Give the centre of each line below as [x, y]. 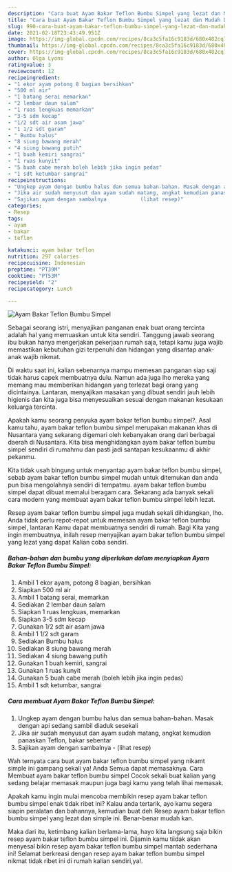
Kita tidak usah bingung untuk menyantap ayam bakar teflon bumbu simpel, [115, 470]
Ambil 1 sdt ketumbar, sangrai [60, 685]
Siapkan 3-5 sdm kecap [51, 619]
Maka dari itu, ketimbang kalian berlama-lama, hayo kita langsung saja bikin [115, 832]
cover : [17, 52]
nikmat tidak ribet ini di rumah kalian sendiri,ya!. [75, 861]
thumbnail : [23, 45]
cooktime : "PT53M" [34, 276]
